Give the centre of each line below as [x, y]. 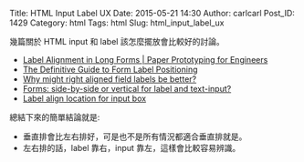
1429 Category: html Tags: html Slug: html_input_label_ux [117, 23]
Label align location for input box [84, 98]
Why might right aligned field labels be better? [110, 79]
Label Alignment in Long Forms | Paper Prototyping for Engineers [145, 60]
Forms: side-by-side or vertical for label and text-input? [127, 89]
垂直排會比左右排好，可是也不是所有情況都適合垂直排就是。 [135, 137]
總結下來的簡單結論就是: [55, 117]
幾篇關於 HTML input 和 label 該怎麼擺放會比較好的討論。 [117, 41]
